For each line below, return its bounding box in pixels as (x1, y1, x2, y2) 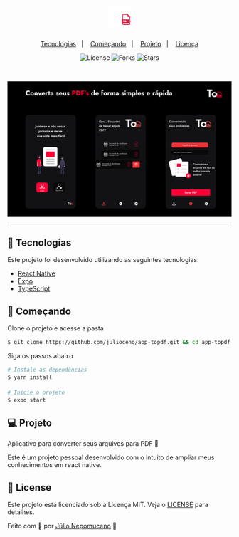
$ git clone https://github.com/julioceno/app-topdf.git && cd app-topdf (7, 339, 231, 346)
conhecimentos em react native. (7, 461, 102, 469)
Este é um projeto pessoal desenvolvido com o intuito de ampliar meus (7, 453, 215, 462)
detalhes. (7, 508, 35, 516)
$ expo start (7, 396, 46, 404)
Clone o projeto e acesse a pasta (7, 324, 105, 333)
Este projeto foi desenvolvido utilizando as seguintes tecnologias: (7, 256, 199, 264)
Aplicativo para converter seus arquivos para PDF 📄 (7, 439, 159, 448)
